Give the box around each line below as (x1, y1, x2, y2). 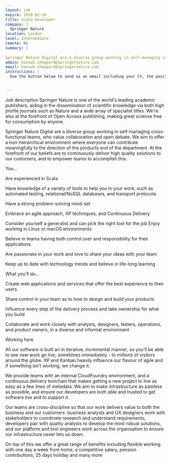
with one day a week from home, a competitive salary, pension (5, 446, 136, 452)
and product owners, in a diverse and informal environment (5, 326, 130, 332)
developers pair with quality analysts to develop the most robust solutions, (5, 420, 161, 426)
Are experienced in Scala (5, 175, 58, 181)
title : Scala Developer (5, 17, 56, 22)
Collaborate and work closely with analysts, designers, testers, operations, (5, 321, 162, 327)
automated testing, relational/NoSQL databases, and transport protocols (5, 190, 157, 197)
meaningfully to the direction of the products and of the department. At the (5, 144, 162, 151)
